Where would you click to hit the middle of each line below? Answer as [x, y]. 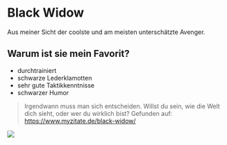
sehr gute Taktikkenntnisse [56, 85]
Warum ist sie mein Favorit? [68, 54]
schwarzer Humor [43, 92]
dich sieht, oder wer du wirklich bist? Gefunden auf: [98, 113]
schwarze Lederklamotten [54, 78]
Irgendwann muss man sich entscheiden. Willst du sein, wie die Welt [122, 106]
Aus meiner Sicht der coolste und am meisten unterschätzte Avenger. [106, 32]
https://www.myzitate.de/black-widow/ [80, 121]
